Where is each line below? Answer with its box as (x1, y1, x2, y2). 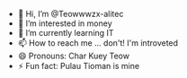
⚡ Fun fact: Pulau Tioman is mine (17, 61, 140, 71)
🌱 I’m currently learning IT (17, 28, 114, 38)
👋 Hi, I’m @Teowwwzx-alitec (17, 9, 124, 19)
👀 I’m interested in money (17, 18, 112, 29)
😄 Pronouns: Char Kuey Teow (17, 50, 130, 61)
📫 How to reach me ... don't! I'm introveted (17, 38, 178, 48)
